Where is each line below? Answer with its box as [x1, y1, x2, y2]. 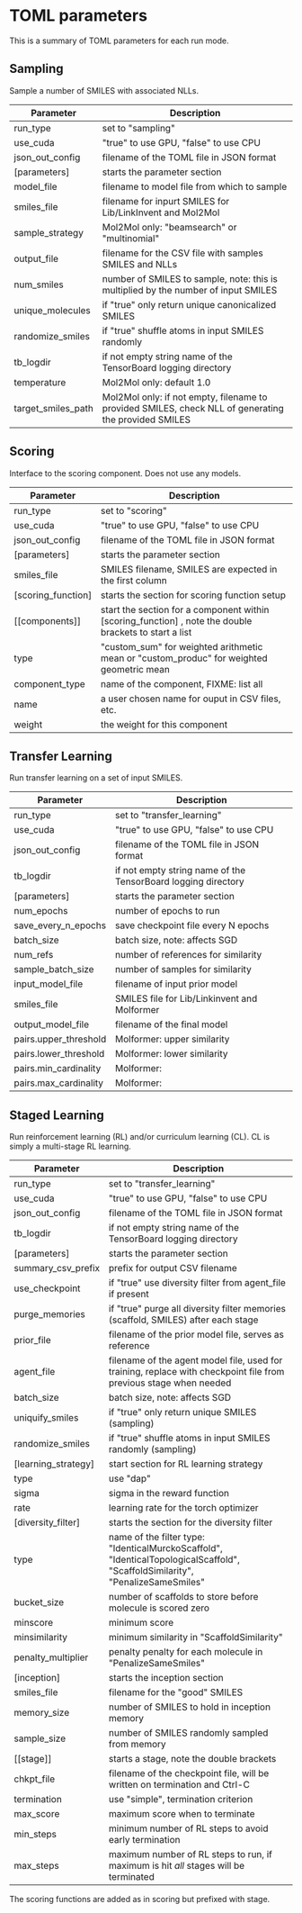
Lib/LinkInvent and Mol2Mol [102, 206, 220, 219]
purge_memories [13, 1308, 85, 1321]
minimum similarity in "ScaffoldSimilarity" [108, 1631, 283, 1644]
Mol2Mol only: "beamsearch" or [102, 221, 237, 233]
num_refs [13, 949, 54, 961]
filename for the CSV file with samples [102, 247, 263, 259]
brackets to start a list [100, 626, 192, 638]
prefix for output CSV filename [108, 1262, 238, 1275]
